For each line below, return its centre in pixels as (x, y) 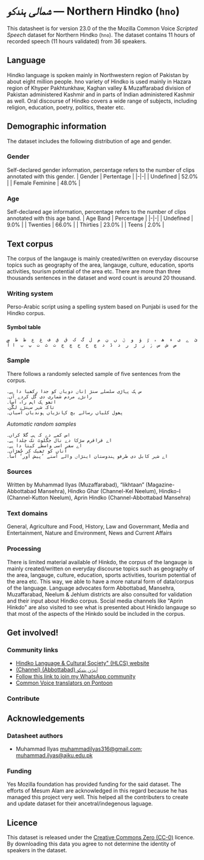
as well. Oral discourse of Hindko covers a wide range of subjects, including (102, 101)
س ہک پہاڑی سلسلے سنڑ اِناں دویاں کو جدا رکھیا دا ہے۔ (74, 391)
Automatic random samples (42, 424)
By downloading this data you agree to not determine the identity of (91, 844)
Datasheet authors (35, 735)
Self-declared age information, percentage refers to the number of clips (97, 212)
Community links (32, 650)
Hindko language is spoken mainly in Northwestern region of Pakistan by (98, 75)
